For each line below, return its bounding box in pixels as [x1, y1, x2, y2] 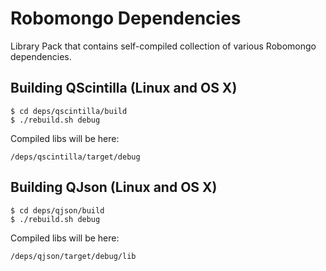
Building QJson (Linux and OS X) [10, 179, 218, 196]
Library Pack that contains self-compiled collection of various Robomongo [10, 40, 317, 52]
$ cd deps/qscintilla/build [10, 106, 128, 116]
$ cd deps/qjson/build [10, 205, 105, 216]
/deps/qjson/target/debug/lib [10, 251, 137, 261]
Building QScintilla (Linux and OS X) [10, 80, 238, 97]
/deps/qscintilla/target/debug [10, 152, 141, 162]
